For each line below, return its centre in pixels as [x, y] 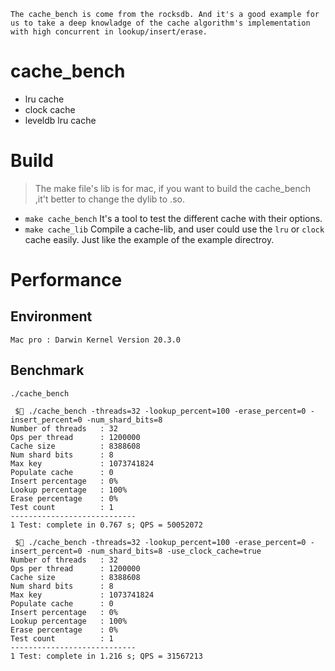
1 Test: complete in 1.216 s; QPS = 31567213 [106, 656]
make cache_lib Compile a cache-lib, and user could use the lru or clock [174, 229]
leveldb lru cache [60, 120]
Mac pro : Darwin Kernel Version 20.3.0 [96, 340]
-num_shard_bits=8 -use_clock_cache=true [174, 551]
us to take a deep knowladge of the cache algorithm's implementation [160, 23]
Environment [51, 316]
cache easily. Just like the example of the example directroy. [149, 239]
